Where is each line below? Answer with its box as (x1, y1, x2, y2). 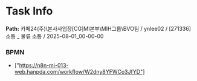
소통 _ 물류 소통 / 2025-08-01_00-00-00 (5, 32, 104, 40)
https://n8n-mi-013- (19, 62, 69, 69)
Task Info (5, 4, 53, 18)
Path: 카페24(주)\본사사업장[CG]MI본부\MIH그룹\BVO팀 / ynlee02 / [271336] (5, 25, 192, 32)
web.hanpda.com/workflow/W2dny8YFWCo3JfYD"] (14, 68, 145, 76)
